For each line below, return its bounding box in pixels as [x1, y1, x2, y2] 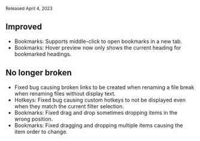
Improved [5, 22, 43, 32]
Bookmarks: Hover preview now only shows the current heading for [14, 44, 181, 51]
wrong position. [14, 115, 53, 122]
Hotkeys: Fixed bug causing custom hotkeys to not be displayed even [14, 96, 186, 103]
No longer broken [5, 68, 72, 78]
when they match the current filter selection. [14, 102, 124, 110]
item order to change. [14, 128, 68, 135]
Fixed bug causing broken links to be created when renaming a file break [14, 84, 195, 91]
